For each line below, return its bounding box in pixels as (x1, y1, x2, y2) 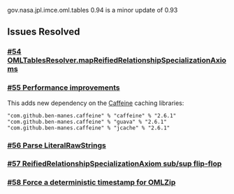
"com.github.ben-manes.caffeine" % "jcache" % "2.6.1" (7, 124, 170, 131)
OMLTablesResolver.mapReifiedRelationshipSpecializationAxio (7, 56, 227, 65)
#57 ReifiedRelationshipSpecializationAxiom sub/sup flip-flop (7, 159, 222, 169)
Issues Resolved (7, 26, 80, 38)
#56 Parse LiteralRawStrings (7, 140, 106, 150)
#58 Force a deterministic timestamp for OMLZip (7, 177, 176, 187)
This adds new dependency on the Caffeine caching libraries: (7, 99, 184, 107)
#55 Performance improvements (7, 83, 120, 92)
